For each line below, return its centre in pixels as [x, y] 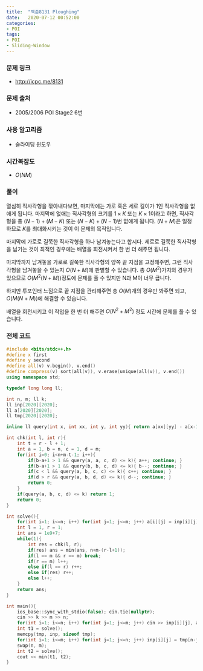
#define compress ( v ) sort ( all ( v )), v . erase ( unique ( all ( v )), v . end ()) [96, 372]
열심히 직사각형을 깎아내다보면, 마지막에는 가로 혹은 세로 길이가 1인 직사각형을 [98, 206]
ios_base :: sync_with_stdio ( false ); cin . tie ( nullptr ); [86, 612]
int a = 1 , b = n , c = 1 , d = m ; [59, 449]
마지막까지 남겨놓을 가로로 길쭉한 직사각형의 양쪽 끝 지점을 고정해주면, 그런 [94, 262]
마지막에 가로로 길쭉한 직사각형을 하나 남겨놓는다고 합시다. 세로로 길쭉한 [91, 242]
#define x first [27, 355]
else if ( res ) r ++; [51, 573]
